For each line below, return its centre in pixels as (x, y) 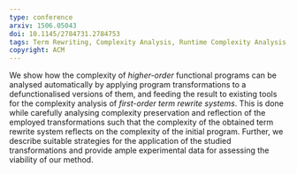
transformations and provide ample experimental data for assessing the (139, 150)
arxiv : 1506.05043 (43, 26)
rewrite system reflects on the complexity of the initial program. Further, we (146, 132)
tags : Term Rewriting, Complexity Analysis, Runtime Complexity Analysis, (150, 42)
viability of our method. (52, 160)
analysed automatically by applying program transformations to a (128, 85)
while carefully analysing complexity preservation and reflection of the (137, 113)
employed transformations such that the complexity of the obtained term (141, 122)
